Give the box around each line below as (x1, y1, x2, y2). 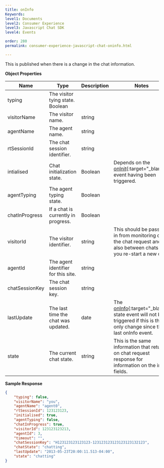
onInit (113, 165, 127, 172)
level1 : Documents (5, 16, 42, 21)
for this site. (49, 271, 77, 277)
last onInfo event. (113, 329, 153, 336)
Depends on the (113, 159, 150, 166)
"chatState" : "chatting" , (14, 444, 67, 450)
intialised (7, 168, 28, 175)
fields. (113, 368, 128, 375)
